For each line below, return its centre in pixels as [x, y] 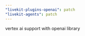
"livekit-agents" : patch [31, 14]
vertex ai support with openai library [43, 28]
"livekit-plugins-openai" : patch [40, 10]
